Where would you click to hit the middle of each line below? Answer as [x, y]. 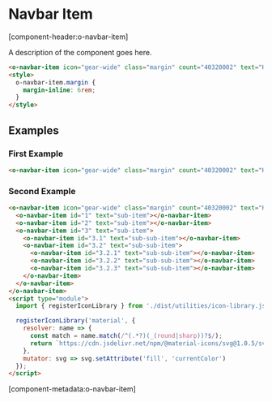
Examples [34, 130]
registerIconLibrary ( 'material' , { [76, 321]
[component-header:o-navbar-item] [68, 37]
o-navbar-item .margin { [55, 82]
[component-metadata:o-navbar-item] [72, 389]
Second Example [42, 191]
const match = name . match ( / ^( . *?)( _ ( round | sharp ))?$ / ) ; [126, 336]
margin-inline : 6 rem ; [59, 90]
